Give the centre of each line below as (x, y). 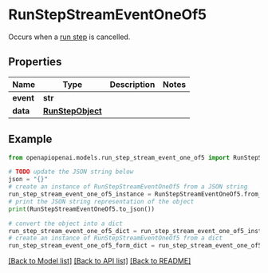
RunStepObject (72, 111)
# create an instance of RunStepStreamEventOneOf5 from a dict (116, 238)
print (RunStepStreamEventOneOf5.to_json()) (82, 209)
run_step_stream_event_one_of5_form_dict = (82, 246)
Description (132, 84)
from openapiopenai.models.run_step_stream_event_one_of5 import (119, 157)
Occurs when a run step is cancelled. (69, 37)
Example (30, 139)
